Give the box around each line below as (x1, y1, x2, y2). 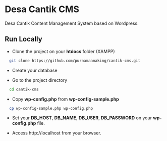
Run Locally (5, 35, 42, 43)
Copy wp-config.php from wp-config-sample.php (12, 96, 119, 102)
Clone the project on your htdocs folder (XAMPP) (12, 48, 115, 54)
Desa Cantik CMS (5, 4, 79, 15)
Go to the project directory (12, 77, 68, 83)
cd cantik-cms (9, 87, 39, 92)
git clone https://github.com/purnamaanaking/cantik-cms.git (9, 58, 141, 63)
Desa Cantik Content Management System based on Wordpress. (5, 20, 139, 26)
